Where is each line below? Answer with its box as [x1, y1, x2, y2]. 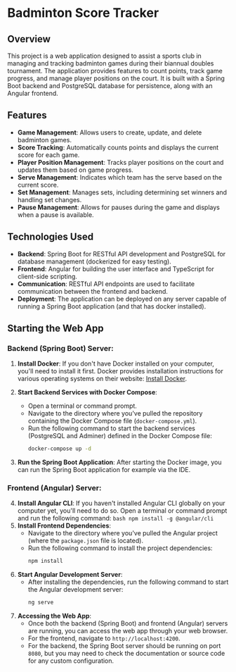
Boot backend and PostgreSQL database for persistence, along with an [7, 82, 213, 89]
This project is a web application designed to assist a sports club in [7, 51, 202, 60]
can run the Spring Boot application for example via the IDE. [17, 466, 191, 474]
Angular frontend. [7, 89, 58, 97]
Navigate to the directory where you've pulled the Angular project [27, 529, 218, 537]
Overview [7, 33, 51, 45]
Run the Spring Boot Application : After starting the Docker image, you [17, 458, 222, 466]
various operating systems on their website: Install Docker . [17, 375, 188, 383]
